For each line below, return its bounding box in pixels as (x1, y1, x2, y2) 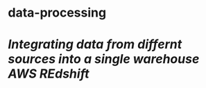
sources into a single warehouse (8, 51, 200, 67)
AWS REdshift (8, 66, 89, 82)
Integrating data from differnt (8, 37, 182, 53)
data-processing (8, 5, 107, 21)
